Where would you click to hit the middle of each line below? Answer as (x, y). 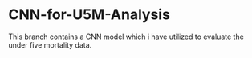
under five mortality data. (50, 44)
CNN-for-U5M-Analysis (89, 15)
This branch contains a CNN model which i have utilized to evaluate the (126, 37)
